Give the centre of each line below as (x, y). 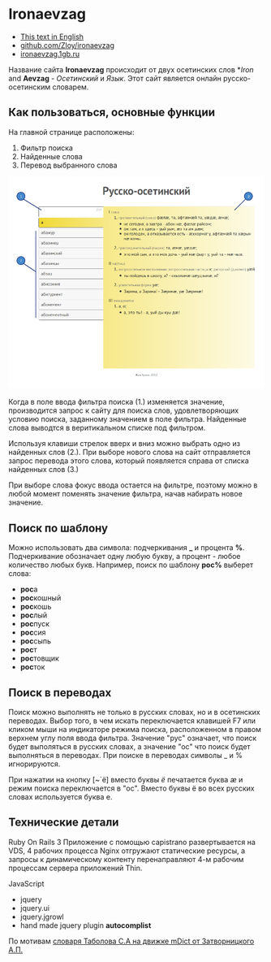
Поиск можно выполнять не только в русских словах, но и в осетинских (135, 713)
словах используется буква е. (60, 797)
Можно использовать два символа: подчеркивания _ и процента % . (127, 548)
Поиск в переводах (60, 693)
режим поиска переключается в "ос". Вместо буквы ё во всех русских (131, 788)
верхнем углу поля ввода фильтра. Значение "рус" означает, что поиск (133, 738)
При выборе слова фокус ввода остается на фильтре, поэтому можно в (133, 485)
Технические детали (64, 823)
